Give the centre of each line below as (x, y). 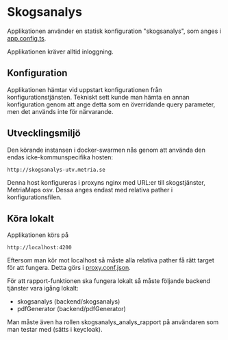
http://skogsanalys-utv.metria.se (56, 170)
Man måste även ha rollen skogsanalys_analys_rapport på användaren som (113, 322)
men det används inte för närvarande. (60, 111)
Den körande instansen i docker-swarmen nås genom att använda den (106, 150)
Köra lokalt (31, 218)
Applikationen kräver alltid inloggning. (61, 52)
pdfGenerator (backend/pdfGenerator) (72, 309)
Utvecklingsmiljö (44, 134)
